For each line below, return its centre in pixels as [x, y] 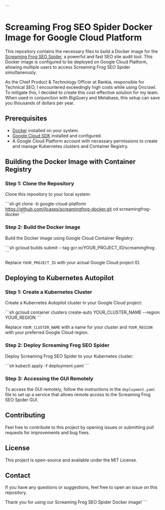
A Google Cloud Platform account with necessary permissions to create [85, 141]
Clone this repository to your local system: [48, 194]
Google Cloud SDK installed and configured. [57, 136]
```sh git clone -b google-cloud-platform [46, 204]
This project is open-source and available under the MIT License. [71, 460]
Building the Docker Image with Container [70, 162]
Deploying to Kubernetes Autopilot [60, 278]
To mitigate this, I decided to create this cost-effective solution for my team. [82, 92]
